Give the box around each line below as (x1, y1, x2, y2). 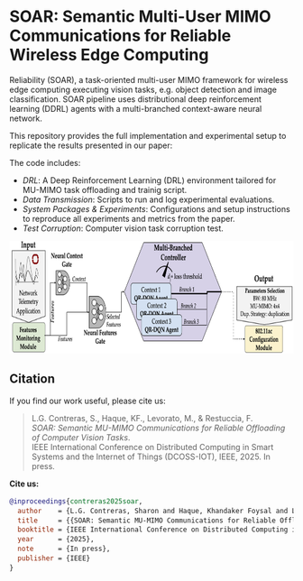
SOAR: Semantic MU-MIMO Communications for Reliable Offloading (31, 422, 286, 433)
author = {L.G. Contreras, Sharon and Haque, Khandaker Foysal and (17, 506, 289, 515)
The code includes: (9, 157, 81, 168)
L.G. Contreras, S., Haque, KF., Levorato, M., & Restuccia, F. (31, 412, 253, 423)
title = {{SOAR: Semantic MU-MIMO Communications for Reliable (17, 516, 277, 525)
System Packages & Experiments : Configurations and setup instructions (22, 203, 290, 214)
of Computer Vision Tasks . (31, 431, 131, 443)
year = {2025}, (17, 535, 95, 544)
